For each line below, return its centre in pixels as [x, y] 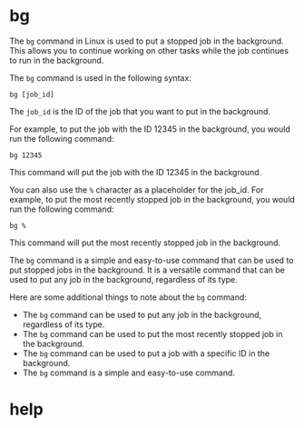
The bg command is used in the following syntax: [101, 77]
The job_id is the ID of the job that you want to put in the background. [140, 111]
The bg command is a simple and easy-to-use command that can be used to [152, 260]
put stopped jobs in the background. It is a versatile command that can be [147, 270]
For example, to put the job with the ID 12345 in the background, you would [150, 129]
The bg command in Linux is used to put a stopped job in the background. [147, 41]
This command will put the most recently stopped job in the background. [145, 243]
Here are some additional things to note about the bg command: [128, 297]
